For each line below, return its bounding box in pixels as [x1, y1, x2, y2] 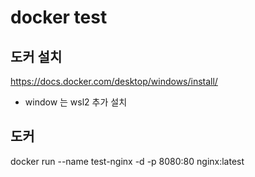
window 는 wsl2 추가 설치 [24, 96, 128, 108]
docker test [10, 6, 108, 29]
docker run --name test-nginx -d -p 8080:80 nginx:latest [10, 155, 245, 167]
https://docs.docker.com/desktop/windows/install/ [10, 76, 218, 87]
